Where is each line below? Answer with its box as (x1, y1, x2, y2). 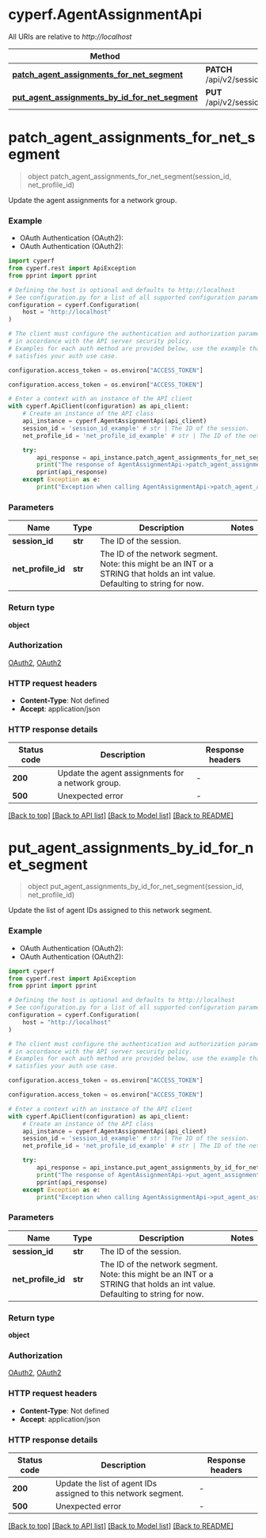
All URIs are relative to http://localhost (8, 32, 132, 41)
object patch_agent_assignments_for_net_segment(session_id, (27, 171, 232, 181)
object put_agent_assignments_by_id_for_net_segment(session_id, (27, 882, 244, 892)
